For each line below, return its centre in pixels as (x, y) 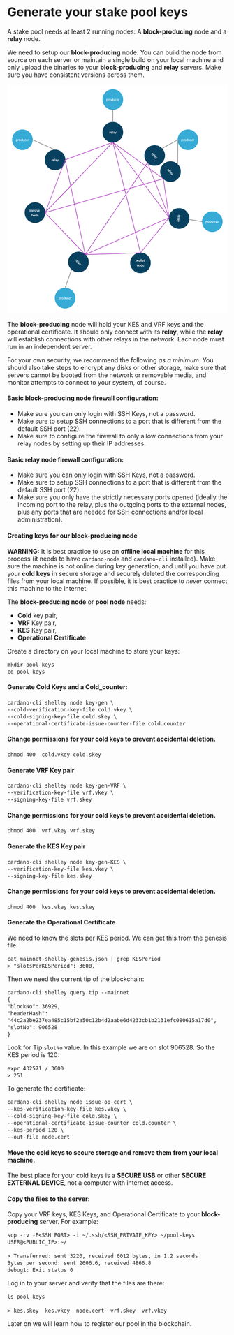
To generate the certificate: (46, 1088)
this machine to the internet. (48, 588)
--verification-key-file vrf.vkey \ (60, 793)
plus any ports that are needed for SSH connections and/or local (110, 512)
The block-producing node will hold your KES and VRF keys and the (105, 324)
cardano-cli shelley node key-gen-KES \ (67, 862)
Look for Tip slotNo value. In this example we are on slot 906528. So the (111, 1047)
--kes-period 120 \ (36, 1130)
